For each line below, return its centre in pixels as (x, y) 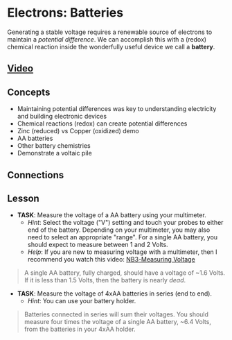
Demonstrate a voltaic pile (54, 153)
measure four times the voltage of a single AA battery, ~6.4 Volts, (117, 322)
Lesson (23, 198)
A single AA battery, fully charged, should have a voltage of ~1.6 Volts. (125, 273)
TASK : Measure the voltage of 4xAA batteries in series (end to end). (115, 294)
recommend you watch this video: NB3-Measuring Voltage (111, 260)
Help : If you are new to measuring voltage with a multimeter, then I (122, 252)
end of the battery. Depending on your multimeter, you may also (119, 230)
